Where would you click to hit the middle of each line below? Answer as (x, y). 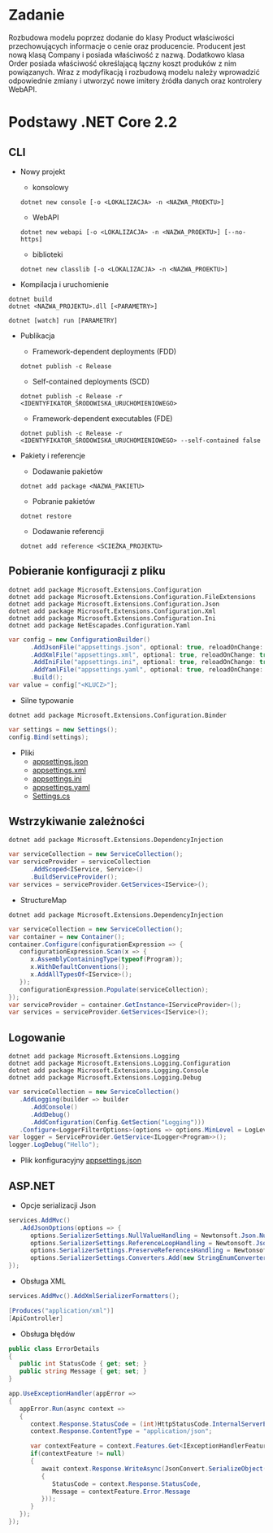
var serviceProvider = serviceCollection (80, 862)
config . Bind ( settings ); (49, 737)
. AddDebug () (50, 1114)
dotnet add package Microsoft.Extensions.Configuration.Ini (113, 618)
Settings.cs (51, 796)
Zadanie (37, 15)
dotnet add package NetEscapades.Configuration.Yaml (100, 625)
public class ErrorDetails (54, 1348)
